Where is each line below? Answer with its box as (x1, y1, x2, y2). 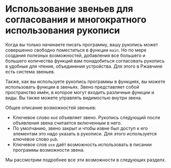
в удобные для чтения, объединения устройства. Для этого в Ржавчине (5, 63, 163, 69)
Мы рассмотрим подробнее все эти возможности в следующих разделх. (5, 156, 166, 163)
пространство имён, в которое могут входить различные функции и (5, 89, 155, 95)
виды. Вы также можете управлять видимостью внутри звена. (5, 95, 142, 101)
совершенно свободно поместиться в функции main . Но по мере (5, 47, 146, 53)
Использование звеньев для (5, 3, 134, 15)
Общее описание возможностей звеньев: (5, 104, 96, 110)
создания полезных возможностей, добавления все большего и (5, 52, 145, 59)
